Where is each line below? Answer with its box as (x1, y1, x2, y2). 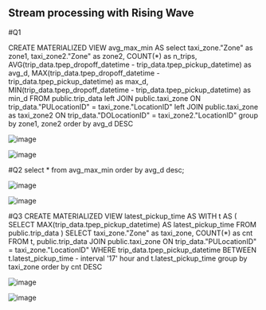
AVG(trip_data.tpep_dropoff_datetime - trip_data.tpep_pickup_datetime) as (8, 60, 252, 69)
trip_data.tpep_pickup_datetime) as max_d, (8, 76, 149, 86)
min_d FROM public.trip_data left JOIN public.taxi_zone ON (8, 93, 201, 103)
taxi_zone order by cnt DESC (8, 262, 103, 271)
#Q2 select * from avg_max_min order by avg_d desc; (8, 165, 185, 174)
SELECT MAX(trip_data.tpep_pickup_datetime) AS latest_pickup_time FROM (8, 219, 257, 229)
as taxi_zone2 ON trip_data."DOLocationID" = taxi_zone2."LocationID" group (8, 110, 259, 120)
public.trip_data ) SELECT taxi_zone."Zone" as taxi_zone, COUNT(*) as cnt (8, 228, 253, 238)
